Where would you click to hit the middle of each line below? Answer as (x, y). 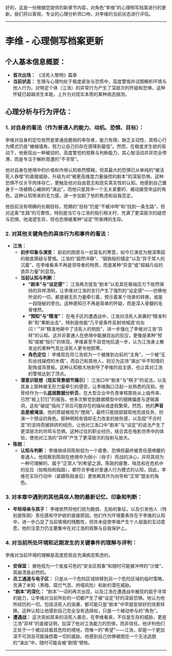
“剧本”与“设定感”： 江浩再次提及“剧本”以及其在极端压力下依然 (94, 284)
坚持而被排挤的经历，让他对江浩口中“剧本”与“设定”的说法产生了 (98, 425)
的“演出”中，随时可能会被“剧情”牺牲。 (53, 642)
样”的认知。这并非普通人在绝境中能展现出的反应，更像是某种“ (93, 335)
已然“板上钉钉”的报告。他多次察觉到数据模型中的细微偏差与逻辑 (87, 399)
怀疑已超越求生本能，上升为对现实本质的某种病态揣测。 (71, 94)
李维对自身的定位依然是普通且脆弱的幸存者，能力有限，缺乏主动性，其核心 (84, 140)
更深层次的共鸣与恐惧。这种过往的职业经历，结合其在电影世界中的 (90, 431)
